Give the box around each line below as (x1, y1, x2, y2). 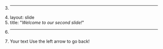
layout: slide (9, 15, 34, 20)
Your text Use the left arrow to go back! (9, 38, 90, 44)
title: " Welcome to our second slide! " (9, 20, 85, 25)
